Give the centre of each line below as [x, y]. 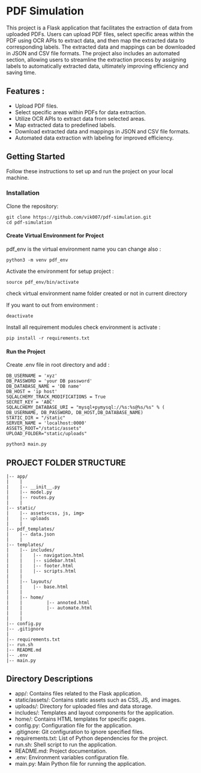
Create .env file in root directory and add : [58, 365]
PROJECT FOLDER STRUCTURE [66, 463]
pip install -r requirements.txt [48, 338]
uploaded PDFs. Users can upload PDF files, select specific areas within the [100, 34]
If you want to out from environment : [52, 305]
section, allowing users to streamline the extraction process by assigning [96, 60]
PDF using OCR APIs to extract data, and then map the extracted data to [95, 40]
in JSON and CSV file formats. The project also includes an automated [93, 53]
